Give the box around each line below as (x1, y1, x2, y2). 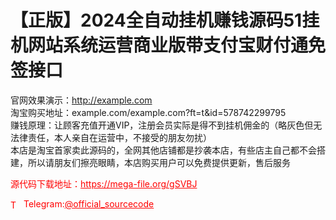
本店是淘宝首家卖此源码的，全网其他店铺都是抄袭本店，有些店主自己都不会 (10, 144, 317, 156)
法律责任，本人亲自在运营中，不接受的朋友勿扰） (10, 131, 212, 143)
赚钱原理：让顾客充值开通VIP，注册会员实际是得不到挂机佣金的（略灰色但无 (10, 119, 323, 131)
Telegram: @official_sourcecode (23, 197, 155, 210)
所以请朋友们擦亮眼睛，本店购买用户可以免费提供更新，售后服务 (27, 156, 291, 168)
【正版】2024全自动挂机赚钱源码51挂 (10, 9, 320, 32)
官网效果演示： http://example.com (10, 94, 153, 106)
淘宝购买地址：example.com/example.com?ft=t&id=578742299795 (10, 106, 287, 118)
